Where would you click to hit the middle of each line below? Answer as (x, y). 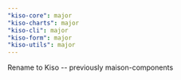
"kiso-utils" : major (42, 45)
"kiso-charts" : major (43, 23)
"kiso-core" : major (40, 15)
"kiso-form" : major (40, 38)
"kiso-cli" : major (38, 30)
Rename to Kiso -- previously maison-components (90, 67)
